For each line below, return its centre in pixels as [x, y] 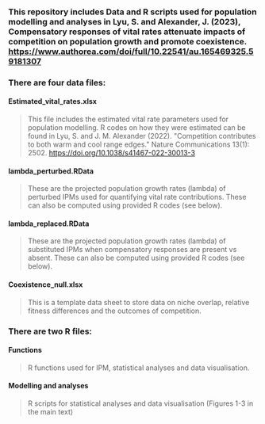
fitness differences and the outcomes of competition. [114, 311]
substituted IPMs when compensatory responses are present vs [132, 250]
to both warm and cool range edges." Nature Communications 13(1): [138, 144]
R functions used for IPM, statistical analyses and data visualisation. [138, 368]
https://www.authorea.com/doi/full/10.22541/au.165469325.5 [131, 52]
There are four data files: [57, 82]
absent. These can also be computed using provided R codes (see [136, 258]
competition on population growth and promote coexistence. [128, 41]
